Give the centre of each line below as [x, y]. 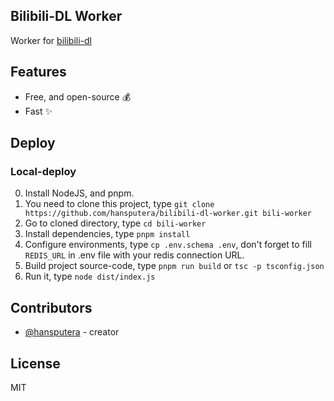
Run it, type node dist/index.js [90, 276]
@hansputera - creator [72, 332]
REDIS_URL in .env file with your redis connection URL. [134, 255]
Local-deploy [43, 171]
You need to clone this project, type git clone [119, 204]
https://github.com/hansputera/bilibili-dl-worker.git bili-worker [168, 214]
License [35, 363]
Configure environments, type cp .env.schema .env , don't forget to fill [168, 245]
